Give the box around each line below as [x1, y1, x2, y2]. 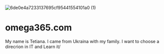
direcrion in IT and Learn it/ [5, 44, 61, 50]
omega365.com [5, 22, 72, 33]
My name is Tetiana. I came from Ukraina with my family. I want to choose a [5, 38, 160, 44]
